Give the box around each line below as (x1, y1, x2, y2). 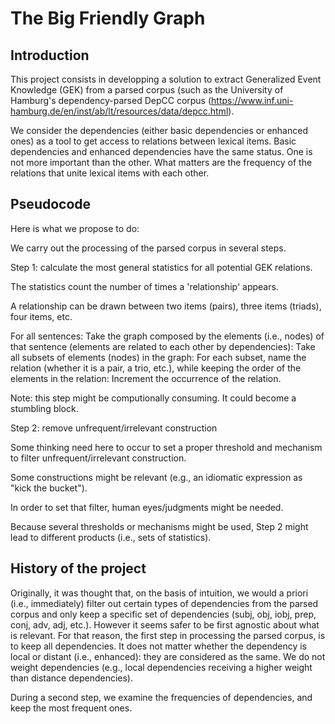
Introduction (10, 47, 90, 64)
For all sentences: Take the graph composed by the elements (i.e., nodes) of (10, 330, 325, 342)
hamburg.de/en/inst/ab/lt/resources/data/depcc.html (10, 105, 229, 117)
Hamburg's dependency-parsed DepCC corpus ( (10, 95, 212, 106)
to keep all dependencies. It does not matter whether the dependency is (10, 640, 307, 652)
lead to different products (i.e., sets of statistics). (10, 531, 212, 543)
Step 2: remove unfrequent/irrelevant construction (10, 422, 218, 434)
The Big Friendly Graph (10, 7, 206, 30)
